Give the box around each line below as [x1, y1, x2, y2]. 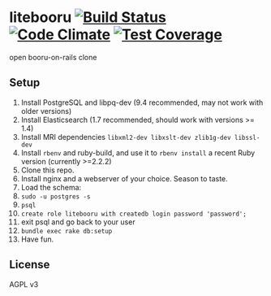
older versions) [20, 106, 72, 115]
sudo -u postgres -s [20, 192, 91, 201]
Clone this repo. [20, 165, 75, 175]
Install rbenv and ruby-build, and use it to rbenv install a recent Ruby [20, 147, 256, 158]
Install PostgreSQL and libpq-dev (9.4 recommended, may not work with [20, 98, 264, 107]
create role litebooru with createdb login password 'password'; [20, 210, 247, 218]
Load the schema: [20, 182, 82, 192]
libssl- [234, 133, 260, 141]
